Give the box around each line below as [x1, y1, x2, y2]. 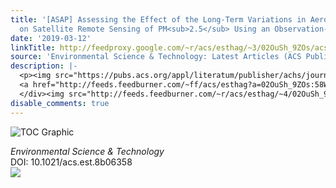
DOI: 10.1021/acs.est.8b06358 [10, 156, 133, 168]
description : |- [10, 61, 78, 71]
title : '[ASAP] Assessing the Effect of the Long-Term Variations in [10, 14, 307, 25]
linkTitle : [10, 42, 56, 53]
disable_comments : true [10, 98, 110, 108]
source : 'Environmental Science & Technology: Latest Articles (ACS [10, 52, 302, 62]
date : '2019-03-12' [10, 33, 92, 43]
